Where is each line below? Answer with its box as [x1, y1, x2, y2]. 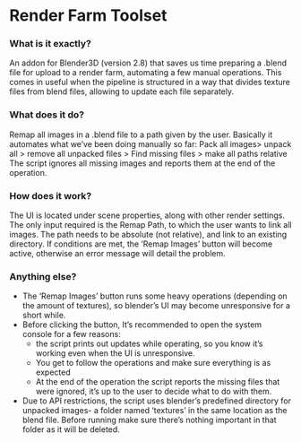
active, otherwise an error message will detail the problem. [9, 248, 226, 259]
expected [35, 367, 71, 377]
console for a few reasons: [21, 329, 121, 340]
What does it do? [9, 108, 85, 121]
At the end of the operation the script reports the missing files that [35, 377, 280, 387]
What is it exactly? [9, 38, 91, 50]
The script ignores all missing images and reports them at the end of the [9, 158, 276, 169]
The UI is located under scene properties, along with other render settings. [9, 210, 285, 221]
